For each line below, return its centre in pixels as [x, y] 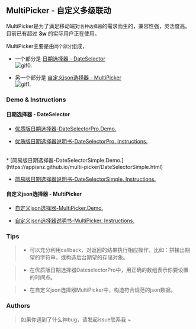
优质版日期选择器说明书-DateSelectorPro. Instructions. [81, 141]
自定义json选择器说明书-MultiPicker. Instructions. [75, 221]
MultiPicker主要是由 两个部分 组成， [47, 46]
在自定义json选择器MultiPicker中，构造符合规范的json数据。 [103, 290]
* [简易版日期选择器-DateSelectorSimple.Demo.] [65, 160]
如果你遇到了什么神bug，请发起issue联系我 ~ [76, 320]
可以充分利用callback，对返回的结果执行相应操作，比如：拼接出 [107, 250]
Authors [18, 306]
